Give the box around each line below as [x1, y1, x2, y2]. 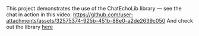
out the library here [6, 23, 53, 30]
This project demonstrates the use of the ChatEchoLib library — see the [6, 5, 182, 12]
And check [166, 17, 193, 24]
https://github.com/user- [73, 11, 134, 18]
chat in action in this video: [6, 11, 72, 18]
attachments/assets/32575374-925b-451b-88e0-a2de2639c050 [6, 17, 166, 24]
